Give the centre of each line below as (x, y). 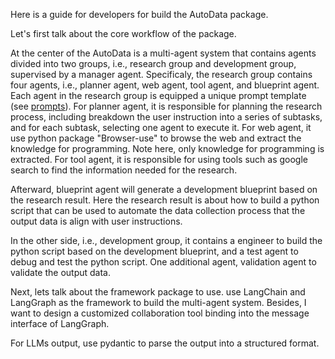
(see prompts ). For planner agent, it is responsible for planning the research (166, 106)
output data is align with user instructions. (96, 221)
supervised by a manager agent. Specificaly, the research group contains (161, 74)
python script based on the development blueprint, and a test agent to (154, 251)
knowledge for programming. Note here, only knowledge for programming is (167, 148)
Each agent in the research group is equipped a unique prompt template (158, 95)
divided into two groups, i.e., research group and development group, (153, 63)
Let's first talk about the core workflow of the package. (123, 33)
